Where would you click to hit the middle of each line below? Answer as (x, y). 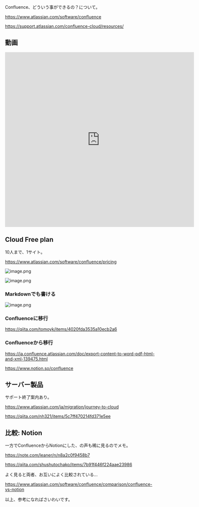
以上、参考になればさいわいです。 (39, 500)
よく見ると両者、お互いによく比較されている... (51, 474)
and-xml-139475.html (26, 359)
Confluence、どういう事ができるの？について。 (53, 7)
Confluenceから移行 (29, 343)
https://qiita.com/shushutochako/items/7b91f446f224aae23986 (69, 465)
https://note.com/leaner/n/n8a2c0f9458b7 (48, 455)
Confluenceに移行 (27, 318)
